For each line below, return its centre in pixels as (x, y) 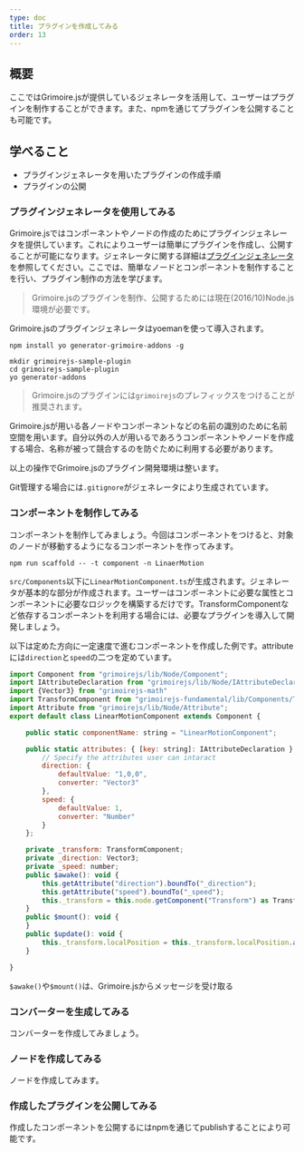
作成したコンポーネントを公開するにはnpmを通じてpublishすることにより (146, 1128)
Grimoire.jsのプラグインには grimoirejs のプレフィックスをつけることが (163, 395)
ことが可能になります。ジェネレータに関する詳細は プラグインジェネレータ (155, 256)
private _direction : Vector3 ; (83, 858)
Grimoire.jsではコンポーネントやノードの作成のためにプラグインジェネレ (145, 233)
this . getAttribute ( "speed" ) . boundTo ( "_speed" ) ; (133, 892)
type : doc (28, 18)
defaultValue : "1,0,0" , (102, 775)
